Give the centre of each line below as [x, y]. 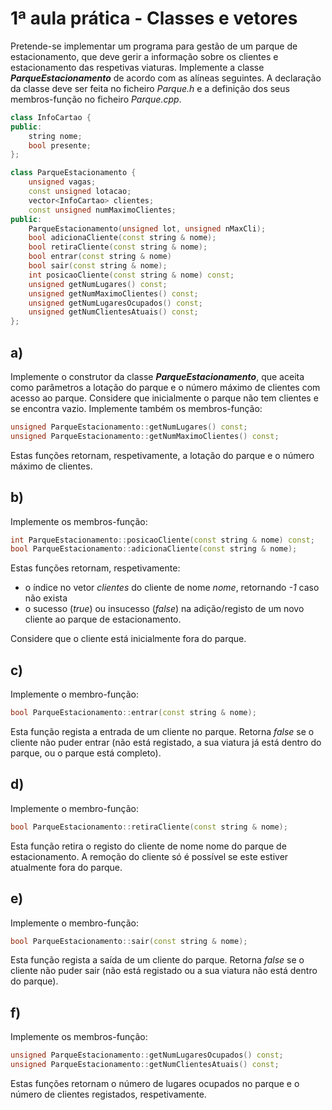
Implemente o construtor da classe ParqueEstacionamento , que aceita [157, 376]
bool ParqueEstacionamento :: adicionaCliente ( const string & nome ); [154, 549]
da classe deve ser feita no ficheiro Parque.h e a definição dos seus [150, 88]
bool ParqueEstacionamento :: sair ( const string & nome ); [129, 941]
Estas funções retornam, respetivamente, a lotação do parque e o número [162, 455]
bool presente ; [60, 145]
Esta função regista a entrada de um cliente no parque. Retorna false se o [162, 731]
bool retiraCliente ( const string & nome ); [118, 247]
